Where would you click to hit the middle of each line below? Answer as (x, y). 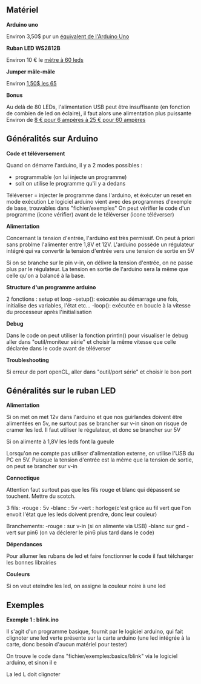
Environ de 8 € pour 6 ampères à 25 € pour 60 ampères (76, 119)
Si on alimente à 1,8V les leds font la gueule (60, 441)
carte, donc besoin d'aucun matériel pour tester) (67, 645)
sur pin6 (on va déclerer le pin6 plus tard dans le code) (86, 532)
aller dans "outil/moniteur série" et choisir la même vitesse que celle (91, 341)
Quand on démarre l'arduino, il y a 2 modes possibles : (74, 165)
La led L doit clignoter (33, 674)
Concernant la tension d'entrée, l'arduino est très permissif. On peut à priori (100, 238)
